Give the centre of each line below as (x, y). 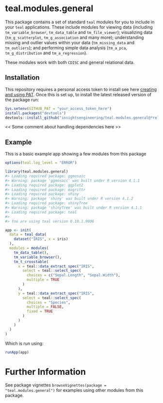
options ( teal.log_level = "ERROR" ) (41, 163)
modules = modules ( (29, 248)
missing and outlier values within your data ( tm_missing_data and (70, 42)
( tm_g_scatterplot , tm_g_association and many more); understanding (74, 37)
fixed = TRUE (40, 312)
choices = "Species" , (48, 302)
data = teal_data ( (28, 235)
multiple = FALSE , (45, 307)
